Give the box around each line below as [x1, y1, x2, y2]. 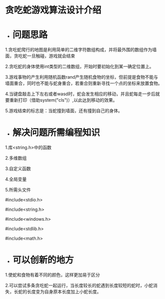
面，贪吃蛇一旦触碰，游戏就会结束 [5, 53, 75, 59]
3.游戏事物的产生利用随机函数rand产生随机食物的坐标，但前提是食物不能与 [5, 74, 159, 80]
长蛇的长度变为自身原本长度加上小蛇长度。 [13, 289, 101, 295]
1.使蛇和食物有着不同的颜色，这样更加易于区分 [5, 272, 100, 278]
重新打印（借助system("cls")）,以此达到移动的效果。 [9, 97, 118, 103]
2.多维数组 [5, 155, 27, 161]
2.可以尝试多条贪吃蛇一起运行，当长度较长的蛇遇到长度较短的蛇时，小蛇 [5, 283, 154, 288]
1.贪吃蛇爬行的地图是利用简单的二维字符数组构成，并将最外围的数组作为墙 [5, 47, 157, 53]
